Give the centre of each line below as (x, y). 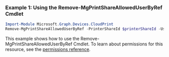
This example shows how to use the (42, 39)
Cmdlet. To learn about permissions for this (118, 44)
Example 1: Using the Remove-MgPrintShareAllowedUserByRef (84, 8)
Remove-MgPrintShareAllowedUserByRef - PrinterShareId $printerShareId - (83, 29)
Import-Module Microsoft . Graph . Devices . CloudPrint (59, 24)
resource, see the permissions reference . (48, 49)
